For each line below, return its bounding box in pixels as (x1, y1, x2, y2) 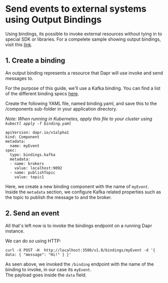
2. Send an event (5, 209, 59, 218)
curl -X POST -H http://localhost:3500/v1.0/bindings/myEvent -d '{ (5, 247, 156, 252)
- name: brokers (10, 161, 44, 166)
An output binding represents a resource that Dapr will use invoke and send (5, 70, 163, 76)
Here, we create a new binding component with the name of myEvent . (5, 183, 149, 189)
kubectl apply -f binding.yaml (5, 121, 72, 126)
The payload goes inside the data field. (5, 272, 87, 278)
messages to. (5, 75, 34, 81)
